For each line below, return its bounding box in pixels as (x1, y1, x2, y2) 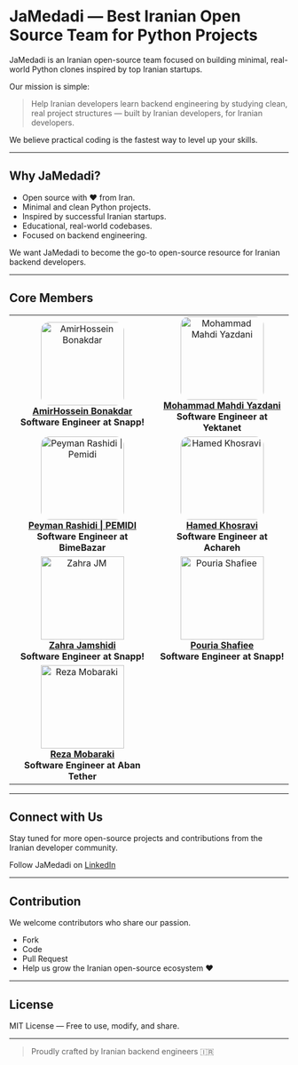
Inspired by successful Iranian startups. (21, 211, 167, 221)
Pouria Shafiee (190, 639, 255, 651)
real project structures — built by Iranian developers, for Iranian (30, 107, 263, 118)
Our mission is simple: (9, 81, 90, 91)
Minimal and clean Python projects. (21, 202, 152, 212)
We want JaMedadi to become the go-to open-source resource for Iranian (9, 247, 281, 258)
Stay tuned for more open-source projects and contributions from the (9, 833, 263, 844)
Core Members (9, 290, 94, 306)
